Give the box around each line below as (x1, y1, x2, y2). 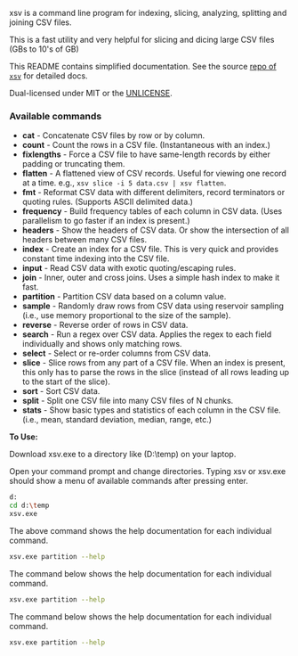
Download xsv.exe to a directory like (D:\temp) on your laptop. (9, 449, 237, 460)
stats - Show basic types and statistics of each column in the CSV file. (21, 405, 282, 415)
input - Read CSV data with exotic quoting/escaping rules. (21, 263, 237, 274)
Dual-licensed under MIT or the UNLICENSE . (9, 88, 173, 98)
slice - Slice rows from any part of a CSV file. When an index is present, (21, 357, 286, 368)
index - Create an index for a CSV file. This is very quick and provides (21, 244, 278, 255)
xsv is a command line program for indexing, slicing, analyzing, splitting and (9, 8, 287, 18)
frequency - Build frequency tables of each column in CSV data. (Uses (21, 206, 283, 217)
